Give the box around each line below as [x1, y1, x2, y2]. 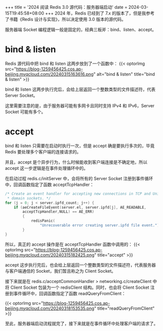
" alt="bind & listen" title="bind [93, 71, 155, 77]
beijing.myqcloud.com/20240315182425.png [5, 252, 95, 258]
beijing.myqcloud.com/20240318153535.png [5, 305, 95, 311]
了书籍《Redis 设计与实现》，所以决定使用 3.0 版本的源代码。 [5, 17, 126, 22]
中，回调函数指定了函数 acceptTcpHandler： [5, 182, 95, 187]
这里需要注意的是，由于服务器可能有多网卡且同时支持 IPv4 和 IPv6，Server [5, 102, 155, 108]
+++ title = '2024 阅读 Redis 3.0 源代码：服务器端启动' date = [5, 4, 128, 10]
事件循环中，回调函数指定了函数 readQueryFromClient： [13, 290, 126, 296]
